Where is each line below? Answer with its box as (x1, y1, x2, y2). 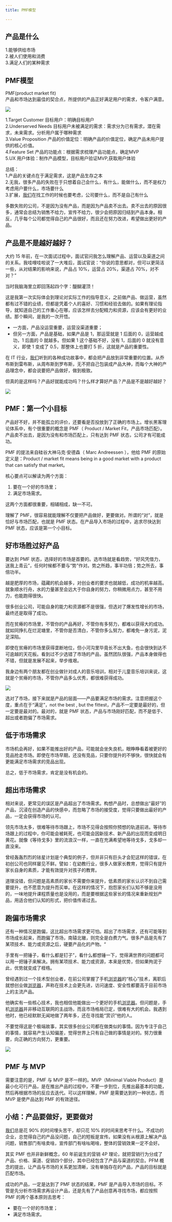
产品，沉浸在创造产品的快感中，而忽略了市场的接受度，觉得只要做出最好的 (5, 807, 162, 813)
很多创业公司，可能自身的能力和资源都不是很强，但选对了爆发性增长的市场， (5, 603, 167, 609)
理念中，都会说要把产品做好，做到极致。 (9, 368, 95, 374)
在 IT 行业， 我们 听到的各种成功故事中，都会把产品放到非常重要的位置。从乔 (5, 355, 165, 361)
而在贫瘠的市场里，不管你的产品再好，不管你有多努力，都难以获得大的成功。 (5, 621, 167, 627)
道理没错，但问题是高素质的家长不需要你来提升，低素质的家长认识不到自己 (5, 878, 162, 884)
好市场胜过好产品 (5, 541, 59, 550)
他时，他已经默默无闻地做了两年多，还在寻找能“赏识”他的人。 (5, 1013, 135, 1019)
